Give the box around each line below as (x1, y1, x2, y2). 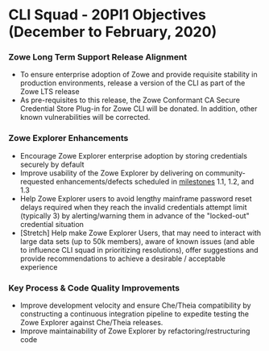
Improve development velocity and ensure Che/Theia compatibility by (19, 300, 251, 311)
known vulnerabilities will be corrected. (19, 113, 151, 122)
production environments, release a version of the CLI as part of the (19, 78, 246, 88)
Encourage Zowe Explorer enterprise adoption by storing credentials (19, 151, 248, 160)
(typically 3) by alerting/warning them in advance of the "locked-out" (19, 211, 250, 221)
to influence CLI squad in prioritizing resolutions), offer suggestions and (19, 245, 259, 254)
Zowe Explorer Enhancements (8, 133, 129, 144)
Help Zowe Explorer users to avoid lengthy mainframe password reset (19, 193, 252, 203)
